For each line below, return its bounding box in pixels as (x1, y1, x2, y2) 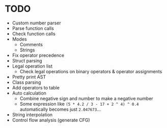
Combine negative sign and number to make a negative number (19, 95, 153, 102)
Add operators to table (12, 84, 60, 90)
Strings (19, 47, 35, 53)
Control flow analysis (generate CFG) (12, 117, 90, 123)
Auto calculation (12, 90, 47, 96)
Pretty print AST (12, 74, 46, 80)
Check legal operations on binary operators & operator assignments (19, 68, 162, 74)
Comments (19, 41, 43, 47)
